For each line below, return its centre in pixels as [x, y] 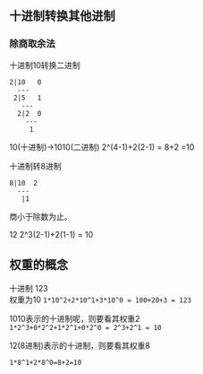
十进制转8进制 [35, 166]
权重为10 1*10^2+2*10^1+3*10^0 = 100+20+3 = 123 [101, 300]
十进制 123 [29, 288]
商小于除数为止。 [41, 216]
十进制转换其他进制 [62, 16]
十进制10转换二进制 [45, 65]
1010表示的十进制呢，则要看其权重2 [75, 318]
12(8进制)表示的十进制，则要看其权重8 [80, 345]
